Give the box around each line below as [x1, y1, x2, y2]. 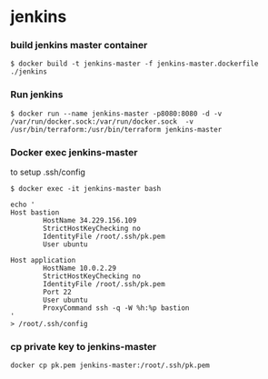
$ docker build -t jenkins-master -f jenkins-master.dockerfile [10, 59, 259, 69]
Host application [10, 256, 76, 265]
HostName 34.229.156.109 [43, 216, 137, 225]
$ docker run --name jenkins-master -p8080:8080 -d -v [10, 109, 223, 118]
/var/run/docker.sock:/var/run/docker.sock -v [10, 116, 194, 126]
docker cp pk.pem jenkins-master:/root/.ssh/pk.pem [10, 361, 210, 370]
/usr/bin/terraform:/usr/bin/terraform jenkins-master [10, 125, 223, 134]
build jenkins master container [10, 39, 148, 52]
